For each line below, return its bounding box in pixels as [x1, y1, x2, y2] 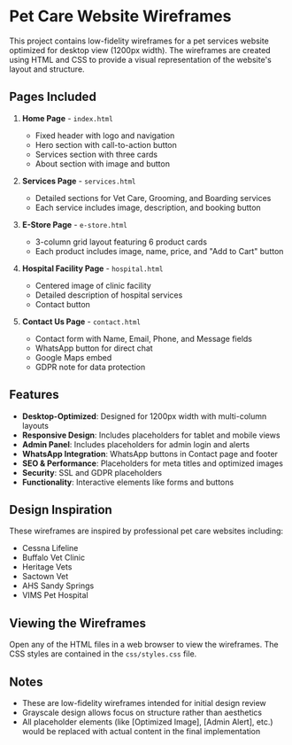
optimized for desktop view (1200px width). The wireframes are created [9, 44, 272, 55]
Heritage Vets [21, 562, 73, 572]
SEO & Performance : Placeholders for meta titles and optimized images [21, 458, 283, 469]
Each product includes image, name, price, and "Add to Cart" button [35, 245, 284, 256]
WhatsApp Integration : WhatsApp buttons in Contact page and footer [21, 448, 279, 459]
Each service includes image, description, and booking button [35, 202, 261, 213]
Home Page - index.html [21, 113, 113, 123]
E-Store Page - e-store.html [21, 219, 128, 229]
